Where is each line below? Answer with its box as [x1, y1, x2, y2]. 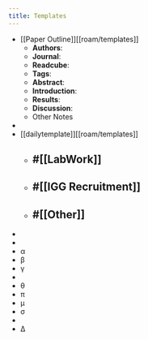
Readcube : [32, 60, 70, 70]
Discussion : [32, 103, 74, 113]
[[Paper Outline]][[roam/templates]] [19, 34, 139, 44]
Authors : [32, 42, 63, 53]
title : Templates [8, 11, 67, 20]
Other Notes [32, 111, 74, 122]
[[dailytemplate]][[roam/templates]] [19, 129, 139, 139]
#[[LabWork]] [32, 153, 102, 166]
